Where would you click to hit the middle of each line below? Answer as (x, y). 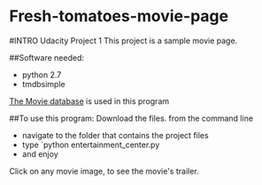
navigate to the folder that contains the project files (116, 135)
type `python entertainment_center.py (91, 144)
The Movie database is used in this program (89, 101)
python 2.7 (42, 74)
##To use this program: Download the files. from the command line (131, 118)
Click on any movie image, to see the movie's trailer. (104, 171)
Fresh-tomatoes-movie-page (119, 16)
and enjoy (40, 154)
